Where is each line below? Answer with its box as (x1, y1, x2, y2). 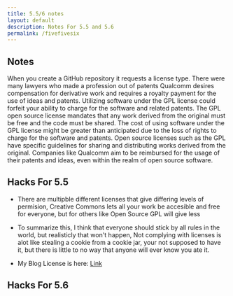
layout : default (7, 17, 55, 24)
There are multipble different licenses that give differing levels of (17, 195, 204, 203)
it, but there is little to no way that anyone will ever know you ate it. (17, 246, 210, 254)
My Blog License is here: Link (17, 259, 103, 267)
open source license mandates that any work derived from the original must (7, 111, 226, 120)
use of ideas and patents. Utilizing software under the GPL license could (7, 97, 216, 105)
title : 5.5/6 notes (7, 10, 64, 17)
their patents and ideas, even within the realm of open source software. (7, 156, 213, 164)
